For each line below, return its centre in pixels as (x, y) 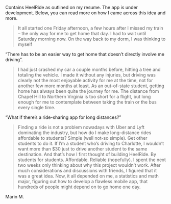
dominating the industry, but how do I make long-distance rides (84, 133)
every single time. (36, 107)
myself (25, 44)
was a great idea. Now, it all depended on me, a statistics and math (88, 176)
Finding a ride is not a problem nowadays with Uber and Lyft (81, 127)
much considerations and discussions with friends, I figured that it (87, 171)
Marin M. (15, 197)
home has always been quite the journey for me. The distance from (88, 91)
